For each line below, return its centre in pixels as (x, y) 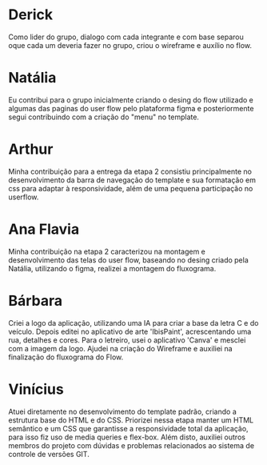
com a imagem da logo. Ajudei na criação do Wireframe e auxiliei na (121, 348)
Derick (31, 15)
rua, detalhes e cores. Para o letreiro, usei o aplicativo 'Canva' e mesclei (127, 340)
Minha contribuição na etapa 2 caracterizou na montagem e (107, 251)
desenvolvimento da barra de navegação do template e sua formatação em (132, 180)
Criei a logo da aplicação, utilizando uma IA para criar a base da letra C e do (133, 323)
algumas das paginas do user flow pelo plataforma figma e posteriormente (131, 108)
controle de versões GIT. (49, 454)
